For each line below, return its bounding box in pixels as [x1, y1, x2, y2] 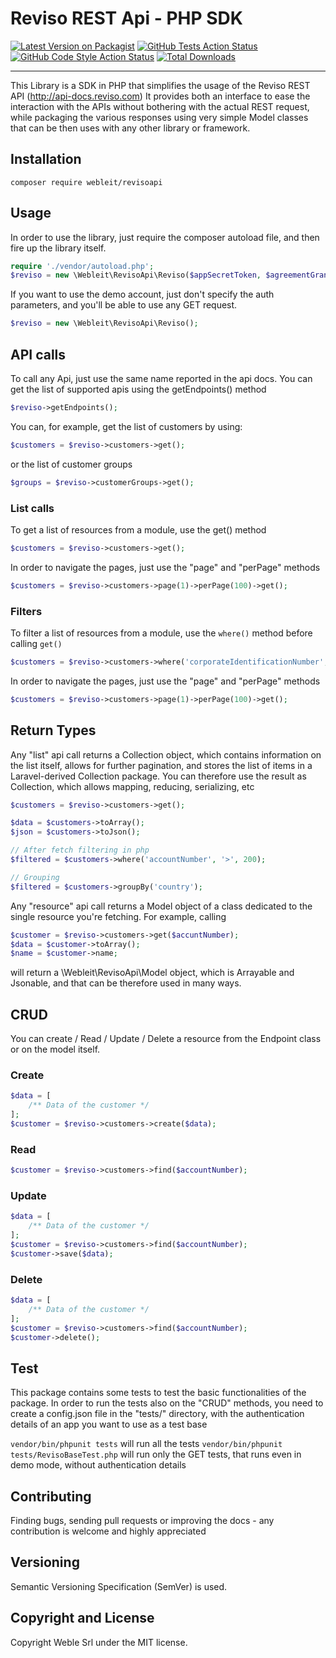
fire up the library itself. [10, 242, 107, 254]
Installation [10, 151, 82, 168]
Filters [10, 604, 43, 618]
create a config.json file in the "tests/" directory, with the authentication [10, 1408, 305, 1420]
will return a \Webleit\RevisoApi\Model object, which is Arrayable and [10, 967, 295, 979]
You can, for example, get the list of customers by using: [10, 420, 243, 432]
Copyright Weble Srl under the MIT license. [10, 1636, 188, 1648]
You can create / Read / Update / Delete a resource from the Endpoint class [10, 1033, 322, 1045]
